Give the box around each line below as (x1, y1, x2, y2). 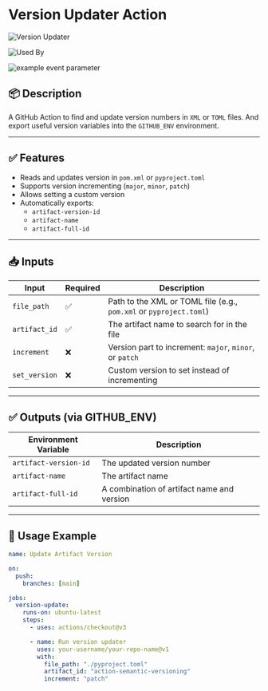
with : (37, 653, 56, 661)
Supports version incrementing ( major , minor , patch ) (19, 181, 191, 191)
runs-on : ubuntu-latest (22, 609, 102, 617)
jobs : (8, 594, 26, 602)
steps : (22, 616, 45, 624)
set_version (12, 371, 58, 380)
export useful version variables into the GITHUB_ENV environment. (8, 120, 219, 130)
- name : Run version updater (29, 638, 127, 646)
